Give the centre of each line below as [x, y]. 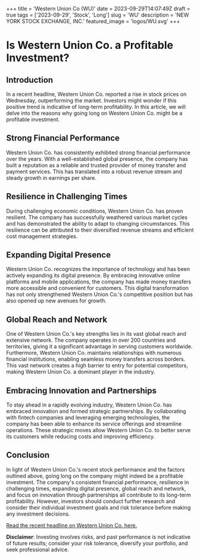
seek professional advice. [38, 549]
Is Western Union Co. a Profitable [90, 46]
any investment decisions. [38, 514]
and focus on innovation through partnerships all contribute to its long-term [99, 495]
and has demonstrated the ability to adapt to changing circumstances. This [98, 223]
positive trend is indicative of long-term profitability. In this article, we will [96, 107]
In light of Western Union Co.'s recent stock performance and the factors [96, 469]
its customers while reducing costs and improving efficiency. [81, 436]
